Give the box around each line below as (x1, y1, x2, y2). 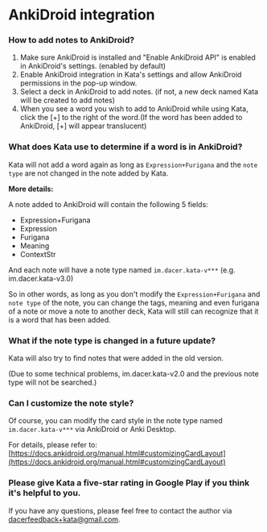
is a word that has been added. (8, 314, 111, 324)
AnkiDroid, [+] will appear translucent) (19, 121, 147, 131)
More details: (8, 184, 54, 193)
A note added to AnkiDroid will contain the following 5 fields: (8, 199, 209, 209)
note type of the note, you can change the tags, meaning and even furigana (8, 297, 260, 307)
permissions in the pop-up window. (19, 78, 138, 88)
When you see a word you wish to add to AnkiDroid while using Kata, (19, 104, 249, 114)
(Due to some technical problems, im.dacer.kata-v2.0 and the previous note (8, 369, 259, 379)
